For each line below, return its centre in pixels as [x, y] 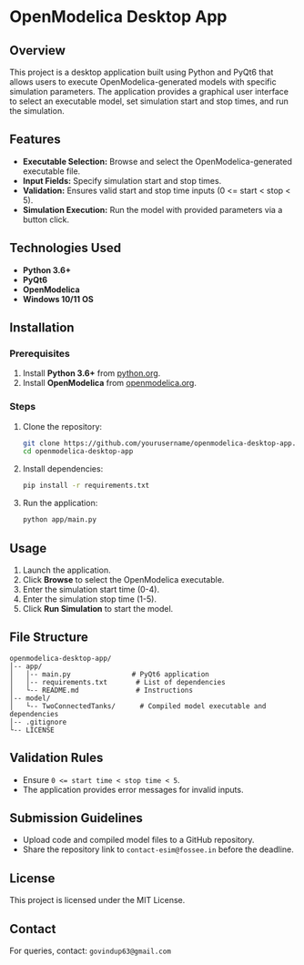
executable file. [51, 171]
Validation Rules [56, 758]
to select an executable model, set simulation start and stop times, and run [149, 101]
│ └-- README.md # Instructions [101, 690]
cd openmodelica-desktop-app [78, 452]
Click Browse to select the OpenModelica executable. [123, 579]
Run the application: [60, 503]
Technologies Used [65, 248]
